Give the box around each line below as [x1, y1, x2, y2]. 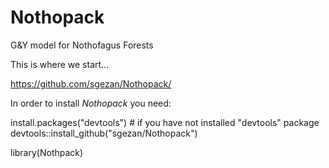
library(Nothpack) [10, 146, 84, 158]
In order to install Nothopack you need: [10, 97, 172, 109]
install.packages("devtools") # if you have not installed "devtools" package [10, 116, 320, 128]
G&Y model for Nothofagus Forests [10, 39, 154, 51]
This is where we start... [10, 58, 110, 70]
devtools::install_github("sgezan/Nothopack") [10, 127, 198, 139]
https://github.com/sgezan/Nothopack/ [10, 77, 172, 90]
